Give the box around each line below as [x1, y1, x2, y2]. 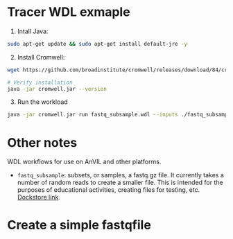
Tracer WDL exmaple [7, 4, 130, 20]
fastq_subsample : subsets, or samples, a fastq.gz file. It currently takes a [17, 171, 224, 179]
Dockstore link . [17, 193, 61, 202]
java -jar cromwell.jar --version [7, 85, 107, 92]
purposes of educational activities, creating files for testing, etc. [17, 186, 200, 194]
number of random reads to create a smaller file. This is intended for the [17, 178, 223, 187]
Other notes [7, 134, 78, 150]
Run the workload [17, 98, 68, 106]
